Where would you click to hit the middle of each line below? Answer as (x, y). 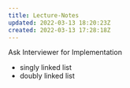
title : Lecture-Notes (44, 15)
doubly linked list (47, 76)
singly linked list (46, 68)
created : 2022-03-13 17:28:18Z (59, 30)
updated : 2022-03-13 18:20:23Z (59, 23)
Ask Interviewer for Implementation (65, 53)
